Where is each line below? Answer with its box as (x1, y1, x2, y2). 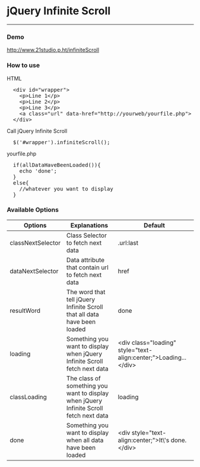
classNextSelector (9, 238, 61, 247)
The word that (66, 288, 106, 296)
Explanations (70, 221, 109, 229)
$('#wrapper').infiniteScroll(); (12, 139, 110, 145)
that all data (66, 310, 100, 318)
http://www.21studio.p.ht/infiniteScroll (7, 46, 100, 54)
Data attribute (66, 256, 105, 264)
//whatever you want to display (19, 185, 113, 192)
